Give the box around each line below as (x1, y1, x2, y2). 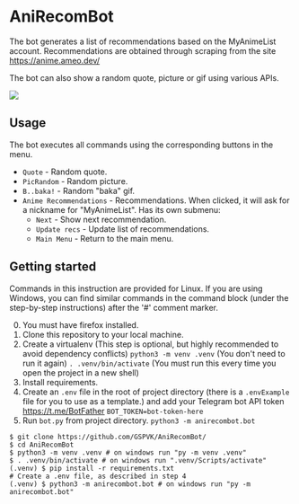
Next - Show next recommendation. (35, 214, 167, 225)
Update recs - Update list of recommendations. (35, 223, 209, 234)
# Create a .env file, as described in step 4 (9, 472, 187, 481)
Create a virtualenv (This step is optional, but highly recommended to (22, 339, 279, 349)
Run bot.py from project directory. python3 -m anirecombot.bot (22, 415, 256, 426)
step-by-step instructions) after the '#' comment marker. (9, 302, 218, 313)
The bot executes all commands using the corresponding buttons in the (9, 139, 274, 150)
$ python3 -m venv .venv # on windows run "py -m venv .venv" (9, 447, 247, 457)
